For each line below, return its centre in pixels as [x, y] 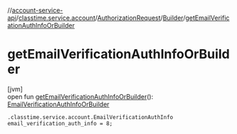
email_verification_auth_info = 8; [60, 123]
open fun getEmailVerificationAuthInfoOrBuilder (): [80, 96]
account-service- [37, 10]
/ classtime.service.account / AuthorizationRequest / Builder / [101, 18]
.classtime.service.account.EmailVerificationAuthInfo [90, 117]
